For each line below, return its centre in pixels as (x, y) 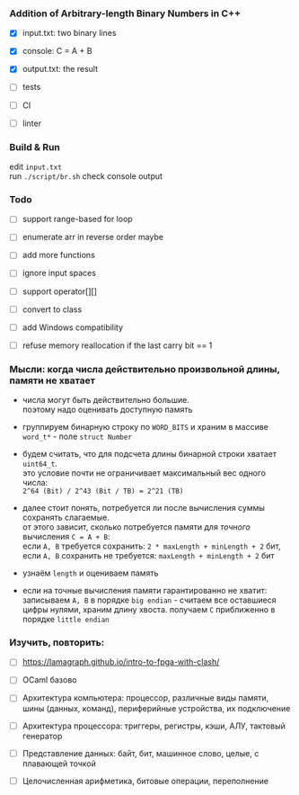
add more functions (59, 255)
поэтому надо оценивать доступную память (107, 410)
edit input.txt (36, 166)
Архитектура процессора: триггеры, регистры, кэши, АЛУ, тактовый (154, 726)
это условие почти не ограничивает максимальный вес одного (144, 473)
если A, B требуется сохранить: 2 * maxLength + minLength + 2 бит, (151, 546)
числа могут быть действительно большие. (106, 400)
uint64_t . (40, 464)
